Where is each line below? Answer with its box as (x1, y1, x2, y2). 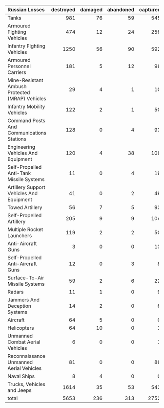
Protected (7, 89, 30, 96)
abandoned (107, 6, 135, 13)
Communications (7, 130, 46, 136)
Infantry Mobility (7, 103, 45, 110)
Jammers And (7, 296, 40, 303)
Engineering (7, 144, 36, 150)
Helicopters (7, 325, 34, 331)
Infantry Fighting (7, 43, 45, 49)
